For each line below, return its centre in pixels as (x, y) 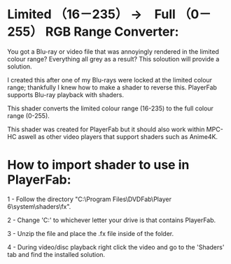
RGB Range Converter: (112, 32)
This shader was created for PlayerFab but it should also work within (106, 129)
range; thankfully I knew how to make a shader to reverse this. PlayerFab (112, 87)
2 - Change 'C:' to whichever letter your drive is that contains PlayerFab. (112, 220)
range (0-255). (29, 115)
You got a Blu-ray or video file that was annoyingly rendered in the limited (113, 51)
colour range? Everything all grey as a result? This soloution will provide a (113, 59)
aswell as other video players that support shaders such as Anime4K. (118, 136)
